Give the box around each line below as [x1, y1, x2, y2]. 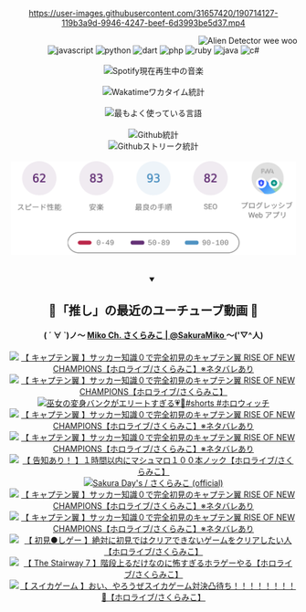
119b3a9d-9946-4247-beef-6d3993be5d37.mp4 [61, 17, 246, 28]
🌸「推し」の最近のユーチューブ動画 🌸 [48, 302, 259, 318]
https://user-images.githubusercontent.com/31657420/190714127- [28, 8, 279, 18]
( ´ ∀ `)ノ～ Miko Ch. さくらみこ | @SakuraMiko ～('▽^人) [43, 330, 264, 341]
